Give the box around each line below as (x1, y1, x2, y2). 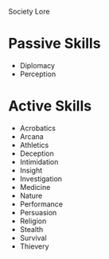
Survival (19, 233, 47, 242)
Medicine (19, 182, 51, 191)
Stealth (19, 224, 44, 234)
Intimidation (19, 157, 59, 166)
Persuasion (19, 207, 57, 217)
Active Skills (8, 97, 92, 115)
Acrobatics (19, 123, 56, 133)
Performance (19, 199, 64, 209)
